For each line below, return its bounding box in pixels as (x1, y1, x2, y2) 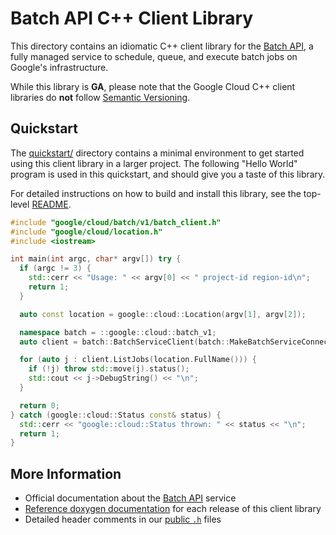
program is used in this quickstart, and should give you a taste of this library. (10, 168, 326, 180)
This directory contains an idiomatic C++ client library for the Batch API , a (10, 40, 314, 52)
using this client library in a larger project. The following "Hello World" (10, 157, 298, 169)
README (31, 198, 69, 210)
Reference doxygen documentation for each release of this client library (24, 503, 322, 515)
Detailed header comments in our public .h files (24, 513, 222, 526)
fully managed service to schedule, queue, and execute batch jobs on (10, 50, 298, 62)
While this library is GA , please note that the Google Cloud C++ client (10, 80, 296, 92)
